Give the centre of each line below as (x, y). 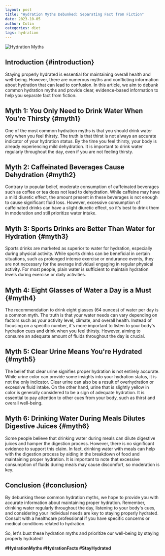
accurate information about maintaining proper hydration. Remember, (75, 503)
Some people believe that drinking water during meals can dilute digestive (80, 438)
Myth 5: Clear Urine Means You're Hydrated (74, 352)
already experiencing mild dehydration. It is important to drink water (74, 146)
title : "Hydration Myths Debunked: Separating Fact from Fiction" (75, 14)
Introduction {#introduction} (50, 62)
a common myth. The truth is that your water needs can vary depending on (81, 315)
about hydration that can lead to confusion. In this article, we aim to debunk (82, 85)
